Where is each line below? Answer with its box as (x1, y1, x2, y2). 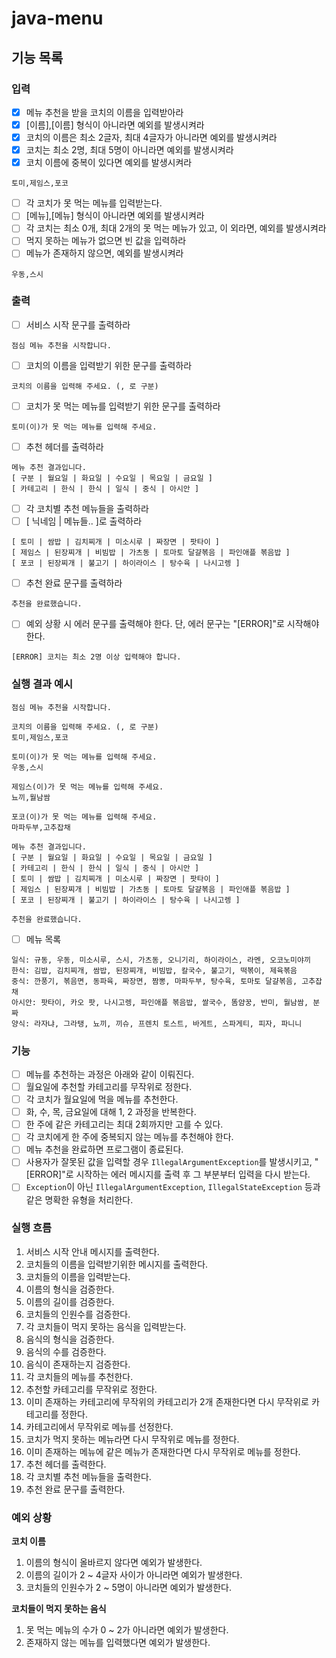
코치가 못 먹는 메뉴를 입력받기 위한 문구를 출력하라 (25, 400, 221, 412)
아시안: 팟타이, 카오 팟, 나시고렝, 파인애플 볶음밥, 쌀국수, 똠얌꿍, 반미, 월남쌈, (11, 997, 309, 1007)
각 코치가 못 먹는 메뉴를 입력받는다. (25, 197, 163, 209)
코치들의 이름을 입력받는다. (25, 1270, 131, 1282)
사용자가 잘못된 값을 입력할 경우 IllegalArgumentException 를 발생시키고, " (25, 1156, 319, 1168)
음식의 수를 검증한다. (25, 1345, 107, 1357)
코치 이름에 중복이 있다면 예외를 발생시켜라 (25, 157, 193, 169)
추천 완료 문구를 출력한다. (25, 1483, 126, 1495)
